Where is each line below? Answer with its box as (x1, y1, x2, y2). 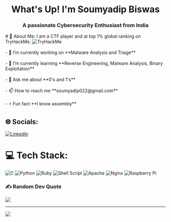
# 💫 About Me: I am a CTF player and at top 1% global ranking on (5, 33, 141, 39)
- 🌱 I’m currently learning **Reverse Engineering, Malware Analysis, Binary (5, 60, 163, 67)
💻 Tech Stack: (5, 150, 68, 161)
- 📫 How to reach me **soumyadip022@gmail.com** (5, 88, 118, 94)
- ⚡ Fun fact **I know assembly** (5, 101, 77, 107)
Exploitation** (5, 66, 35, 72)
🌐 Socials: (5, 117, 39, 126)
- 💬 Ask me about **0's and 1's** (5, 76, 76, 82)
